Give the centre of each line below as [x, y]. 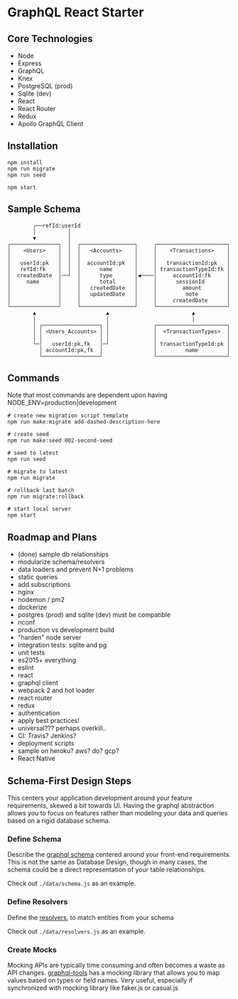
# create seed [28, 435]
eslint [26, 668]
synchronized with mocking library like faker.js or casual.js [93, 988]
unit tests [31, 652]
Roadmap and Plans [52, 537]
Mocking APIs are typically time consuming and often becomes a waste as [116, 965]
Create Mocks [32, 949]
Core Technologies [50, 39]
